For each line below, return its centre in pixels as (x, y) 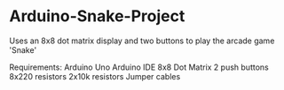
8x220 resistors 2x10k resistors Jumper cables (95, 76)
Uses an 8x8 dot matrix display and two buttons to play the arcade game (142, 41)
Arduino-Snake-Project (97, 16)
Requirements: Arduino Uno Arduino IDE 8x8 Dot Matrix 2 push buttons (139, 67)
